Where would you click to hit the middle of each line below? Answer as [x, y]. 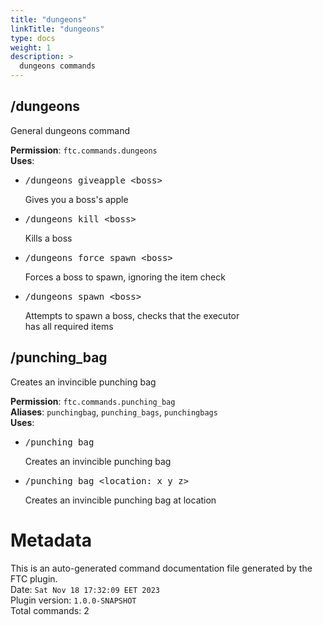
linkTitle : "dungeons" [57, 29]
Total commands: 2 [50, 610]
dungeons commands [58, 66]
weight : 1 [31, 47]
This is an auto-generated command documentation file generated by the [161, 568]
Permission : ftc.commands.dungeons [84, 150]
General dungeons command [70, 130]
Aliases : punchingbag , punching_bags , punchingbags [114, 412]
